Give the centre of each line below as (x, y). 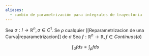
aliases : (14, 10)
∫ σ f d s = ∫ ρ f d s (85, 47)
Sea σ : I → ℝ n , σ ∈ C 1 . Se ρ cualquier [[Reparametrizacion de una (75, 30)
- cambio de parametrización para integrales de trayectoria (76, 15)
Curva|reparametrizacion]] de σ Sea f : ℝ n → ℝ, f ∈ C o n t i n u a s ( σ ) (74, 36)
